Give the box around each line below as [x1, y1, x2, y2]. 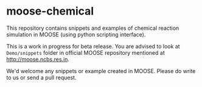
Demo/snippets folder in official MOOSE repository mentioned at [6, 49, 165, 56]
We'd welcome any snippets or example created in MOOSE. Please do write [6, 67, 196, 74]
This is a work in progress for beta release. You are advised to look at [6, 43, 181, 50]
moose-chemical [6, 4, 94, 18]
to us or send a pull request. [6, 74, 77, 81]
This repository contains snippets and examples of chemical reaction [6, 24, 179, 32]
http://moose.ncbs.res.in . [6, 55, 70, 63]
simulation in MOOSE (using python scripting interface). [6, 30, 146, 38]
